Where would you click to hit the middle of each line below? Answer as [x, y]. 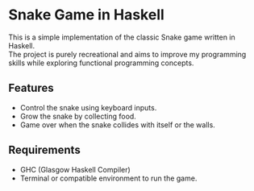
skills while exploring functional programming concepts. [101, 63]
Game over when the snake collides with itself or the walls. [117, 125]
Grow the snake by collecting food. [78, 116]
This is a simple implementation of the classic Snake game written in [122, 37]
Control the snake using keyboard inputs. [88, 107]
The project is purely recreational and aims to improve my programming [127, 54]
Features [31, 88]
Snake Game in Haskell [87, 15]
